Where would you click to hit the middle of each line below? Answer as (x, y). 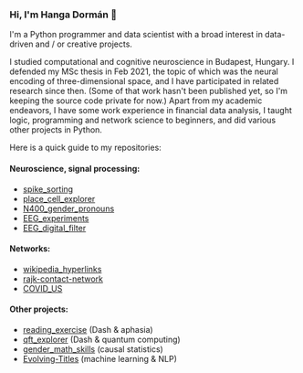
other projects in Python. (56, 130)
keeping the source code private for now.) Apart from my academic (136, 101)
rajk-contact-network (63, 279)
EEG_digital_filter (54, 228)
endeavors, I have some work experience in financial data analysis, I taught (151, 111)
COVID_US (42, 288)
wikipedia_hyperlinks (62, 269)
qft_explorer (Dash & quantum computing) (101, 339)
